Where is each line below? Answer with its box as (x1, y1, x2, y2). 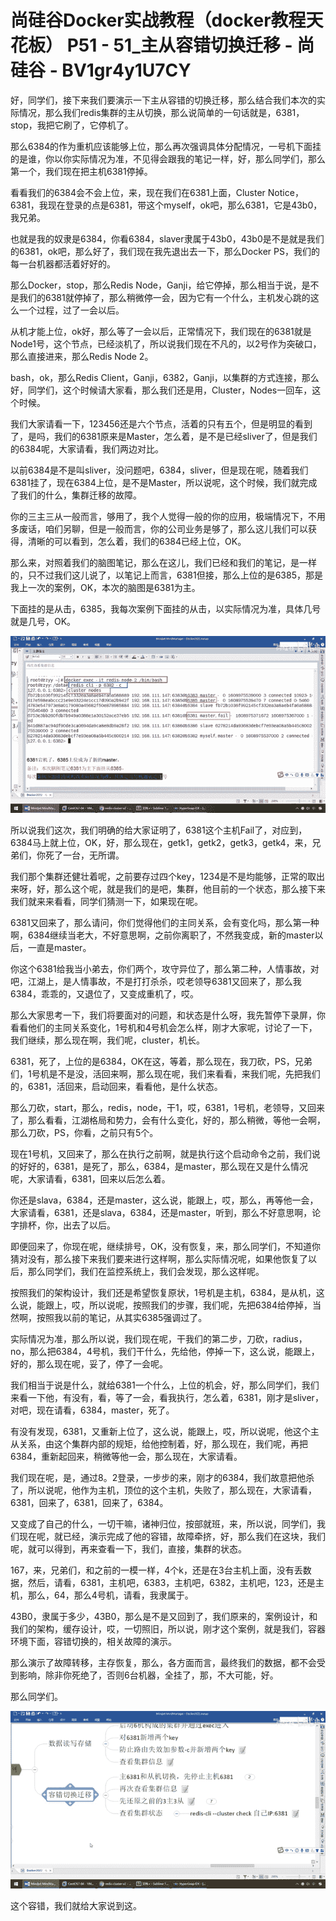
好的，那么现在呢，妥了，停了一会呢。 (10, 1358, 168, 1370)
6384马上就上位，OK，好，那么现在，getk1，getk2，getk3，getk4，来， (10, 837, 313, 849)
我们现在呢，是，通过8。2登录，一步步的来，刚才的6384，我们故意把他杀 (10, 1472, 315, 1484)
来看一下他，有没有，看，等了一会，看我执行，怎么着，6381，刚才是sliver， (10, 1392, 324, 1404)
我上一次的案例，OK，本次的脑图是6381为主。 (10, 581, 201, 593)
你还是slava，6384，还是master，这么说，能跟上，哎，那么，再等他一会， (10, 1194, 319, 1206)
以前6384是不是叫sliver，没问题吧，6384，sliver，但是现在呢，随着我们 (10, 464, 309, 476)
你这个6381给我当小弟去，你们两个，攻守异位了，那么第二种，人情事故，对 (10, 963, 320, 975)
